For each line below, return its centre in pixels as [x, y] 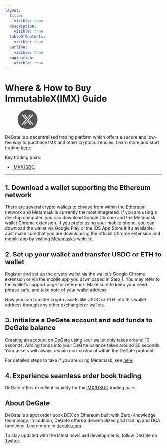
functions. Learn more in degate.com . [44, 426]
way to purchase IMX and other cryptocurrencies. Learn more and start [86, 143]
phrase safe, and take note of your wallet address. [57, 290]
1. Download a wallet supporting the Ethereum [78, 187]
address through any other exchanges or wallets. [55, 305]
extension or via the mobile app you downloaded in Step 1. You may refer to [83, 279]
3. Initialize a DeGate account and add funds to [79, 320]
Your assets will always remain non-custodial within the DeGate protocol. [80, 350]
